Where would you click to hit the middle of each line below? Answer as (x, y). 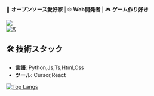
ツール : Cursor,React (40, 75)
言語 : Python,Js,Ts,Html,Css (49, 67)
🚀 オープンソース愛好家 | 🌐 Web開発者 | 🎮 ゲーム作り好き (78, 9)
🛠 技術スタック (35, 49)
